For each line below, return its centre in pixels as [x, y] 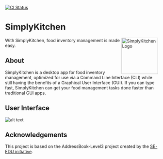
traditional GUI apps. [25, 93]
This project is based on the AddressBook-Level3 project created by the [77, 146]
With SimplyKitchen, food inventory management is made [63, 40]
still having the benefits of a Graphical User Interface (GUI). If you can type [80, 83]
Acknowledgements [36, 135]
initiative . [24, 152]
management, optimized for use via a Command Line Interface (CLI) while [79, 77]
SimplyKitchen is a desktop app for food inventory [55, 72]
